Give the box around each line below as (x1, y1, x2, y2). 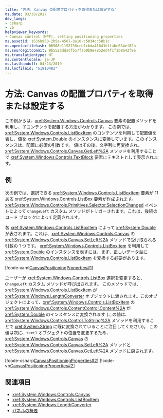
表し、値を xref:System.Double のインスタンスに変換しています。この (5, 136, 145, 142)
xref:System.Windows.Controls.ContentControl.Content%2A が (5, 305, 131, 311)
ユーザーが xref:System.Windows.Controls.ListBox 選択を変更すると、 (5, 275, 145, 281)
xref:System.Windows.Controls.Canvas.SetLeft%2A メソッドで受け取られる (5, 237, 157, 243)
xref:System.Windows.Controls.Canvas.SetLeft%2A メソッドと (5, 342, 131, 347)
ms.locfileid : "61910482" (5, 66, 57, 71)
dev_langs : (5, 16, 27, 21)
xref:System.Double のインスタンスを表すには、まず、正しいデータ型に (5, 249, 148, 255)
